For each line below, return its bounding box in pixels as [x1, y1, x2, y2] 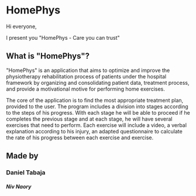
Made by [6, 151, 39, 161]
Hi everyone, [6, 23, 37, 30]
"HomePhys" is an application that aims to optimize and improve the [6, 67, 170, 74]
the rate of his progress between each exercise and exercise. [6, 134, 154, 141]
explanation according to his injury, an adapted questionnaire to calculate [6, 128, 183, 135]
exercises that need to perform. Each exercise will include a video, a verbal [6, 121, 187, 129]
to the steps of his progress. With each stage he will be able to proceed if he [6, 109, 190, 116]
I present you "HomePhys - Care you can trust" [6, 34, 120, 41]
